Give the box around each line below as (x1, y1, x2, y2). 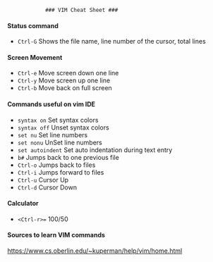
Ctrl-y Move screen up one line (17, 76, 111, 85)
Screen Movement (7, 53, 63, 61)
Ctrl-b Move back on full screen (17, 84, 113, 92)
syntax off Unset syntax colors (17, 123, 109, 132)
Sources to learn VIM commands (7, 231, 106, 239)
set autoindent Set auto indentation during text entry (17, 145, 173, 154)
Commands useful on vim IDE (7, 100, 96, 108)
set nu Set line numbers (17, 130, 88, 139)
